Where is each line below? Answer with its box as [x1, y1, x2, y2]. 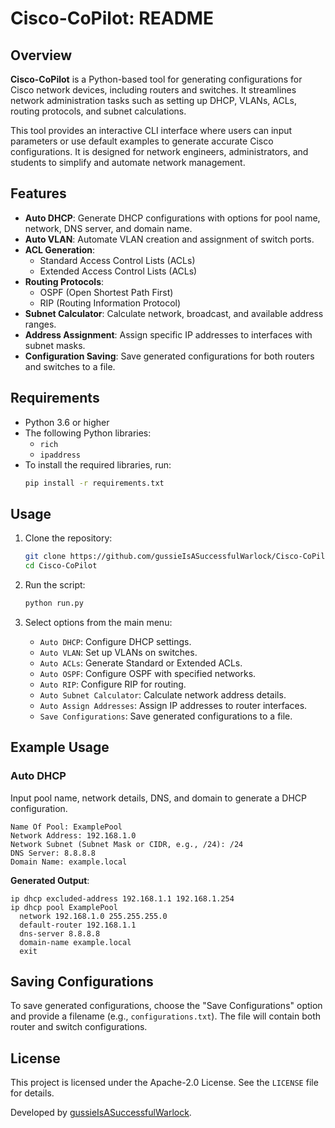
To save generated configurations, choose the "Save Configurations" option [10, 1000, 323, 1012]
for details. [10, 1087, 55, 1099]
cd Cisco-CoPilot [24, 561, 98, 571]
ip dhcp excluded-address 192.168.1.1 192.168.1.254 [10, 893, 235, 904]
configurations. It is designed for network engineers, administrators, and [10, 146, 309, 157]
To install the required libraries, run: [24, 458, 172, 471]
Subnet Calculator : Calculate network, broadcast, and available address [24, 307, 324, 319]
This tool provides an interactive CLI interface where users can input [10, 125, 293, 136]
